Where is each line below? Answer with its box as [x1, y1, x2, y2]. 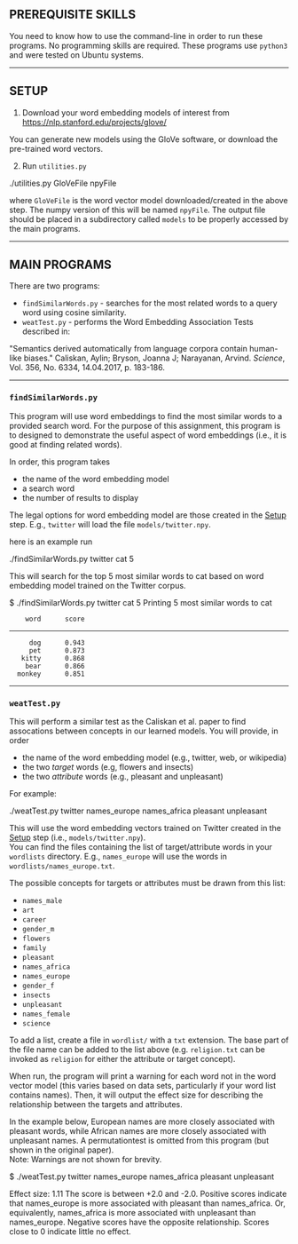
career [21, 915, 47, 924]
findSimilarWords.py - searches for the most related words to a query [21, 297, 278, 309]
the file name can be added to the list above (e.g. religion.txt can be [9, 1044, 266, 1055]
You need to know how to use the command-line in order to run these [9, 30, 263, 41]
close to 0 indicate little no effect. [9, 1226, 131, 1237]
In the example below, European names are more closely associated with [9, 1116, 275, 1127]
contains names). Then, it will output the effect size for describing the [9, 1089, 263, 1100]
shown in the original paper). [9, 1145, 114, 1155]
